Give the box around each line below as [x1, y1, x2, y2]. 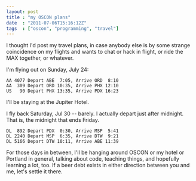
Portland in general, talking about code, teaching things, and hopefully [6, 155, 179, 162]
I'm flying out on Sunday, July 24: [6, 66, 89, 73]
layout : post [6, 8, 39, 15]
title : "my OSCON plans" [6, 14, 71, 20]
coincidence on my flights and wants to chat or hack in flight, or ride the [6, 48, 183, 56]
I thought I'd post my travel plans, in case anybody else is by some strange [6, 42, 191, 49]
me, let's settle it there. [6, 168, 63, 175]
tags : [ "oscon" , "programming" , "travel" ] [6, 25, 119, 32]
